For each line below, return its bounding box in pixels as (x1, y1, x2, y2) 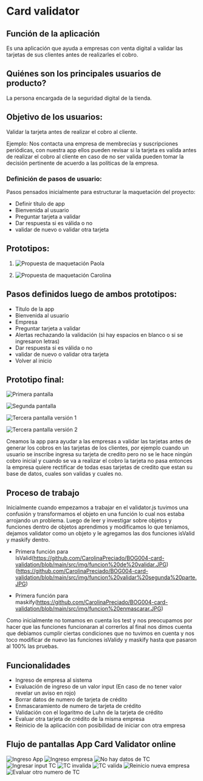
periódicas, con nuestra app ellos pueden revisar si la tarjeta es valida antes (6, 146, 197, 153)
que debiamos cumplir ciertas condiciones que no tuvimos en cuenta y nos (6, 630, 194, 637)
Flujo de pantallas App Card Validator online (6, 739, 176, 749)
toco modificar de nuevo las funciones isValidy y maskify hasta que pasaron (6, 636, 197, 644)
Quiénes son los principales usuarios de (6, 69, 161, 79)
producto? (6, 78, 47, 89)
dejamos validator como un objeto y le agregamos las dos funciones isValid (6, 530, 195, 537)
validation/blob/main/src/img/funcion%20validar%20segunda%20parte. (15, 574, 198, 581)
